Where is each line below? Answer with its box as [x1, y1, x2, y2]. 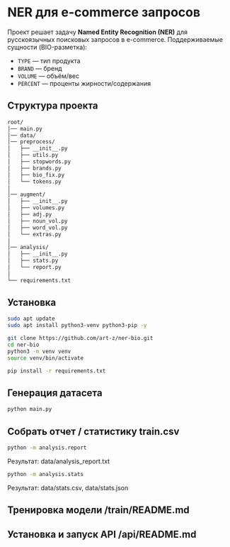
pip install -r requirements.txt [7, 367, 106, 375]
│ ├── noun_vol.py [7, 217, 69, 224]
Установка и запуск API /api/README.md [7, 528, 197, 540]
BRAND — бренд [17, 64, 62, 72]
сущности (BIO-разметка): [7, 43, 87, 51]
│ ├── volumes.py [7, 204, 65, 211]
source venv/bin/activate [7, 354, 84, 362]
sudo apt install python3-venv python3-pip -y [7, 322, 147, 329]
